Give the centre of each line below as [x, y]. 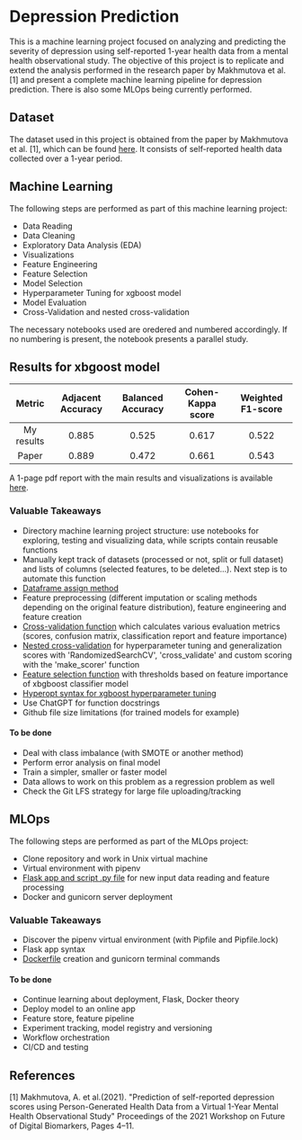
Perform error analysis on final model [91, 762]
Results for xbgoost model [84, 367]
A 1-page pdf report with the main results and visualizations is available [141, 478]
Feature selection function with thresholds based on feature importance [155, 674]
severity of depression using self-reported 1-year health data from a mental [149, 50]
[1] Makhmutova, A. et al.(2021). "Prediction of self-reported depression [142, 1097]
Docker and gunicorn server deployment [98, 896]
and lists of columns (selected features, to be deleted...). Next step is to [155, 569]
